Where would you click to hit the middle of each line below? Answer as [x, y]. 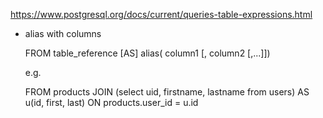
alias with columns [63, 33]
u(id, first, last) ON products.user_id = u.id [111, 102]
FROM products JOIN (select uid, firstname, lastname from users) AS [167, 92]
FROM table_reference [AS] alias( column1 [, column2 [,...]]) [147, 53]
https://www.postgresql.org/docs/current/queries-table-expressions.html [161, 14]
